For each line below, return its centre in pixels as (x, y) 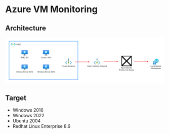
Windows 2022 (28, 115)
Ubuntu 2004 (27, 121)
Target (16, 98)
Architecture (26, 28)
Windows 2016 (28, 110)
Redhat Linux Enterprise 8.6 (41, 126)
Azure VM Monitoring (51, 9)
